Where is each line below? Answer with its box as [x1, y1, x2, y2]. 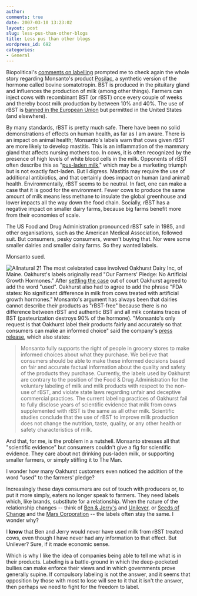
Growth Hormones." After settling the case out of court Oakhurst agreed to [6, 277, 187, 284]
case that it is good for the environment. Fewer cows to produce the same [6, 186, 185, 193]
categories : [6, 47, 35, 53]
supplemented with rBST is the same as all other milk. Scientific [20, 407, 175, 414]
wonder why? [6, 516, 39, 524]
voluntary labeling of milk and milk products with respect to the [20, 382, 173, 389]
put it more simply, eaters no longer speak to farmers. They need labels [6, 491, 179, 498]
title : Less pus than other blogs [6, 36, 91, 42]
